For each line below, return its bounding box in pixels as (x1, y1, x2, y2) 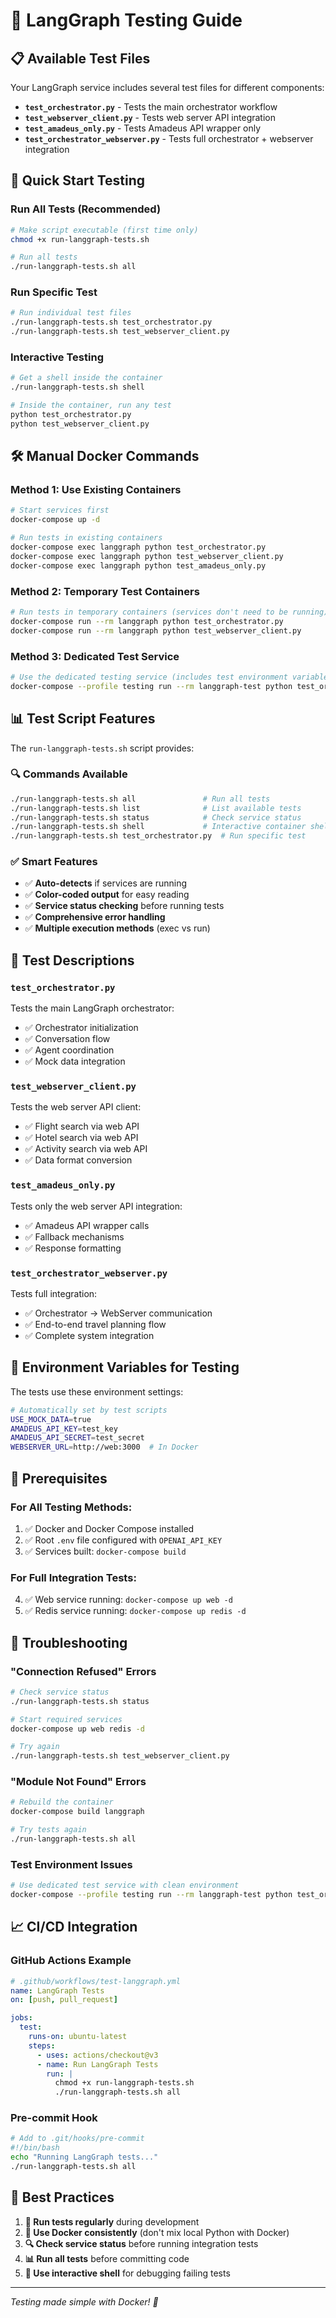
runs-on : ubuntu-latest (28, 2032, 128, 2042)
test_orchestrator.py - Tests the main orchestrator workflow (24, 101, 278, 113)
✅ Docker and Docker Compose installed (24, 1522, 195, 1534)
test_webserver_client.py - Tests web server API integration (24, 112, 276, 123)
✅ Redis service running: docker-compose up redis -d (24, 1605, 247, 1617)
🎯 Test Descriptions (10, 952, 135, 969)
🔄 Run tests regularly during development (24, 2215, 200, 2228)
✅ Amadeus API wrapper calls (24, 1219, 150, 1231)
